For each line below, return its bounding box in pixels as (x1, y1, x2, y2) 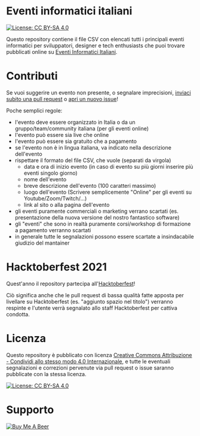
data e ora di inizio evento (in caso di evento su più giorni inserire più (23, 163, 193, 170)
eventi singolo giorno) (23, 169, 78, 176)
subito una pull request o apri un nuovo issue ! (6, 95, 118, 102)
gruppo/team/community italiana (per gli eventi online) (14, 124, 149, 132)
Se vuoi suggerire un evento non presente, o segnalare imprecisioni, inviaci (6, 89, 191, 96)
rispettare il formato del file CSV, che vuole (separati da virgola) (14, 157, 171, 164)
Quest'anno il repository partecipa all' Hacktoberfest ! (6, 280, 136, 287)
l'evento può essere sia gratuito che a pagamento (14, 138, 137, 145)
